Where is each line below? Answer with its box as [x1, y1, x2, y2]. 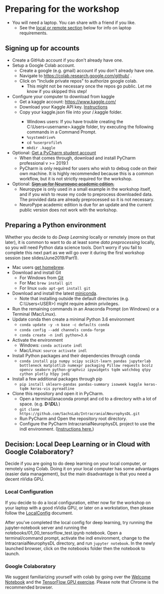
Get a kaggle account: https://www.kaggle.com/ [19, 99, 116, 105]
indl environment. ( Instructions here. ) [19, 426, 94, 432]
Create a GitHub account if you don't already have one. [12, 57, 123, 63]
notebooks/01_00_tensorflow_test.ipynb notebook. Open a [5, 529, 122, 536]
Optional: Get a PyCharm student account [12, 150, 96, 155]
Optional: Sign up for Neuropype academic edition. [12, 181, 115, 187]
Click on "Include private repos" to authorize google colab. [19, 78, 138, 84]
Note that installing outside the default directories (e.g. [19, 295, 129, 301]
